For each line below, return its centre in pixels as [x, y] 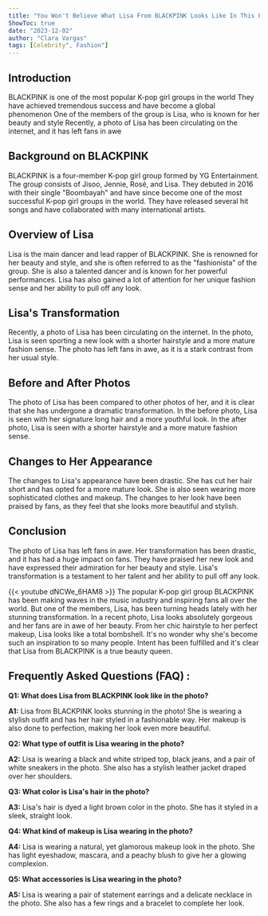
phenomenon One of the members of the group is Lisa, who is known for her [134, 114]
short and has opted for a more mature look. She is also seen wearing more [132, 489]
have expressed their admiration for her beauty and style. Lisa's [113, 567]
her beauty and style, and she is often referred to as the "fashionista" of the [133, 262]
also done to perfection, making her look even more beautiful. [110, 728]
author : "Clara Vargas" [48, 38]
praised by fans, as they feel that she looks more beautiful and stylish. [123, 506]
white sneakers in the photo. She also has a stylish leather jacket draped [127, 767]
